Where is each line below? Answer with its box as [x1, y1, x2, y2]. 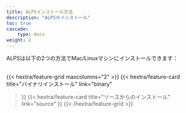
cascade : [6, 26, 29, 32]
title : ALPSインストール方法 [6, 9, 73, 15]
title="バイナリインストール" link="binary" [6, 80, 113, 87]
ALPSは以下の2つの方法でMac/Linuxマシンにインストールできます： [6, 55, 179, 61]
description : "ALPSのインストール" [6, 15, 91, 21]
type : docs [17, 32, 45, 38]
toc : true [6, 20, 32, 26]
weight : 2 [6, 37, 32, 43]
